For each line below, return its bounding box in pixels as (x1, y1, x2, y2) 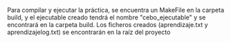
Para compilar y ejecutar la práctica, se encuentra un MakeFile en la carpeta (7, 6, 225, 14)
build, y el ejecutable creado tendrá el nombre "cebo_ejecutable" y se (7, 13, 206, 21)
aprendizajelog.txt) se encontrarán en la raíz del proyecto (7, 28, 171, 36)
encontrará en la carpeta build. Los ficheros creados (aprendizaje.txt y (7, 21, 209, 28)
